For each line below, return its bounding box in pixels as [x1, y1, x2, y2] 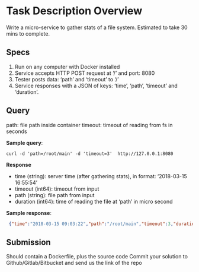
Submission [6, 237, 52, 247]
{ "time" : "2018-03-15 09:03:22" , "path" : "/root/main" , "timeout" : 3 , [8, 221, 174, 227]
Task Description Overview [6, 4, 143, 18]
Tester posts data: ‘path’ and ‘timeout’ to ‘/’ [14, 75, 119, 83]
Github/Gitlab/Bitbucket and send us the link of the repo [6, 260, 142, 267]
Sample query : [6, 139, 43, 146]
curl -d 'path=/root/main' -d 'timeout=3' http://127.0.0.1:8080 [6, 150, 174, 157]
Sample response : [6, 209, 52, 216]
